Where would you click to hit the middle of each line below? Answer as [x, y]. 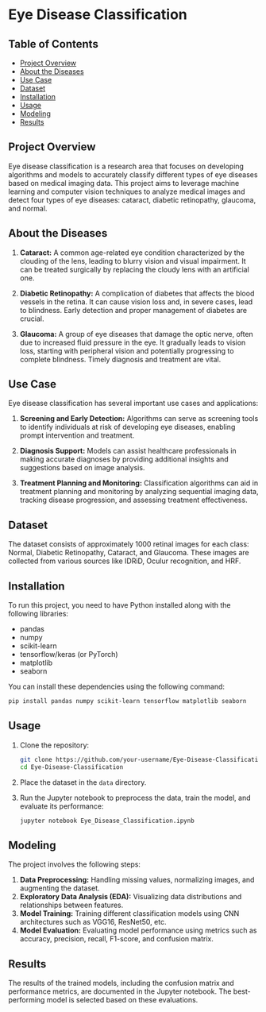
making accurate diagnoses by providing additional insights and [124, 459]
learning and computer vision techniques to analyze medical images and [127, 191]
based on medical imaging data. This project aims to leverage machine [124, 183]
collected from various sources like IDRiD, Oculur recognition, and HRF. [125, 561]
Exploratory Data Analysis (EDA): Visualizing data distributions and [131, 897]
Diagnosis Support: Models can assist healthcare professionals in [128, 451]
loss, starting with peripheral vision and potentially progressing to [127, 350]
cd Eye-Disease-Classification [71, 767]
